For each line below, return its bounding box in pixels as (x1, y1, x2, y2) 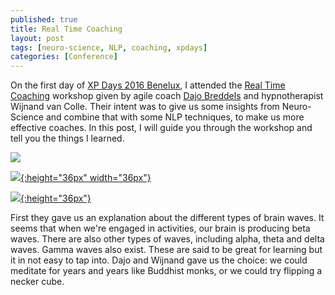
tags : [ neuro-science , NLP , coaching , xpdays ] (10, 42, 208, 53)
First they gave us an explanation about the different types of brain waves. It (10, 212, 325, 224)
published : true (10, 14, 78, 25)
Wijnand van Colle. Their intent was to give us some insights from (10, 101, 280, 113)
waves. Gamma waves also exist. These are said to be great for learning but (10, 244, 323, 256)
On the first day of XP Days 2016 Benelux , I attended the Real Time (10, 79, 286, 91)
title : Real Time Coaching (10, 24, 123, 34)
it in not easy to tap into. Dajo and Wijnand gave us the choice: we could (10, 254, 308, 266)
